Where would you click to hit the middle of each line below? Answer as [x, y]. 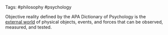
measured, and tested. [28, 27]
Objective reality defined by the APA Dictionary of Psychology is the [75, 17]
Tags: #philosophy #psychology [38, 7]
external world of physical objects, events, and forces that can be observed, [84, 22]
